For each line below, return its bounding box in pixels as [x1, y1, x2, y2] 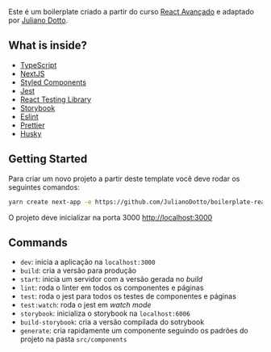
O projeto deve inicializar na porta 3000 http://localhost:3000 [8, 212, 213, 222]
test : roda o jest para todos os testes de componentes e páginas [19, 291, 236, 301]
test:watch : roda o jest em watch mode [19, 300, 152, 310]
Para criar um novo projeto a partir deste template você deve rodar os [8, 174, 240, 183]
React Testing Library [19, 94, 91, 104]
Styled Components [19, 77, 87, 87]
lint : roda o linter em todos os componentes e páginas [19, 283, 204, 293]
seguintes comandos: [8, 182, 81, 192]
